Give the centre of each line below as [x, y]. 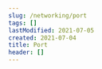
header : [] [26, 52]
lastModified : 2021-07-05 [51, 30]
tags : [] [23, 23]
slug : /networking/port [48, 15]
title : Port [28, 45]
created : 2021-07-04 [43, 38]
